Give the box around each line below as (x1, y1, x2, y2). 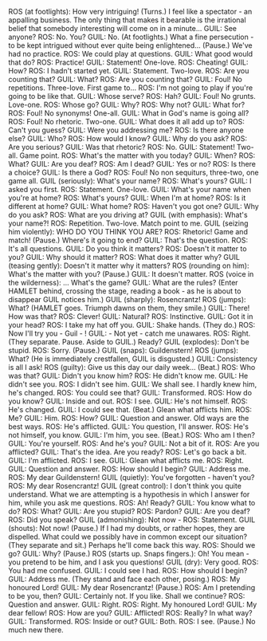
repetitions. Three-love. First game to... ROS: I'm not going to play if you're (8, 83, 253, 92)
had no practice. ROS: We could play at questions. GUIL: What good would (8, 49, 253, 58)
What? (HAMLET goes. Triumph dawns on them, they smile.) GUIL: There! (8, 303, 250, 313)
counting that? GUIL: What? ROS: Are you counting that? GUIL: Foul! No (8, 75, 243, 84)
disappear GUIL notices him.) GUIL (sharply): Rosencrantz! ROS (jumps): (8, 295, 246, 304)
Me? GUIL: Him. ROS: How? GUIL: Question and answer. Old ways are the (8, 414, 249, 423)
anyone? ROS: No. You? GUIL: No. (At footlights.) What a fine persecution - (8, 32, 254, 41)
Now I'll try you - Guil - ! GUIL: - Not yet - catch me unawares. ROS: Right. (8, 328, 251, 338)
